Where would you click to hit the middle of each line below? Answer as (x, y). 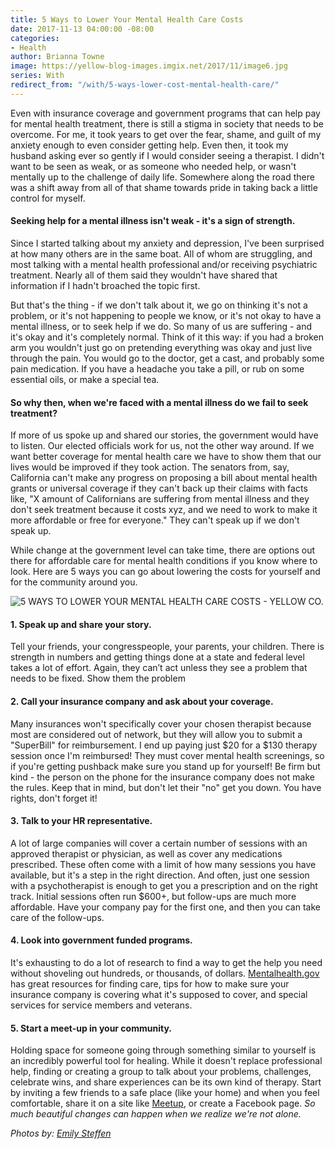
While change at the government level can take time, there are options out (163, 550)
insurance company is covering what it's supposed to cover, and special (159, 994)
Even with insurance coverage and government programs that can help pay (165, 113)
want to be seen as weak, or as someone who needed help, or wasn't (153, 166)
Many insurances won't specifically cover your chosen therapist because (161, 723)
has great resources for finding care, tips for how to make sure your (150, 983)
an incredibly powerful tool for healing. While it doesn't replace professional (166, 1061)
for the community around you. (74, 582)
